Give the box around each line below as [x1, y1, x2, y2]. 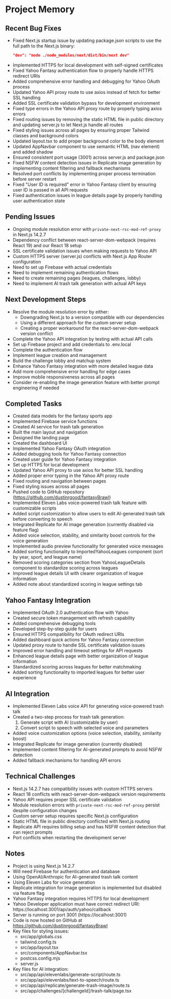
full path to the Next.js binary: [12, 43, 75, 49]
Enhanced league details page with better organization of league [12, 653, 149, 659]
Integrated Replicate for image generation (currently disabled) [12, 741, 142, 747]
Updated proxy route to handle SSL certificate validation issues [12, 642, 145, 648]
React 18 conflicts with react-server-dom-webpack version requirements [12, 791, 165, 797]
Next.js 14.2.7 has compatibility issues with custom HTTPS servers [12, 786, 153, 792]
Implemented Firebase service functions [12, 418, 98, 424]
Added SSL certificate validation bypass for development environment [12, 100, 160, 106]
